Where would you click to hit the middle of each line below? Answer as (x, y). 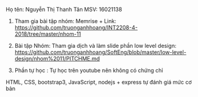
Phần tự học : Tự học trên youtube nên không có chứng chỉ (89, 70)
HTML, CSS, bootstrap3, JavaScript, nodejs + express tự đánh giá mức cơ (99, 82)
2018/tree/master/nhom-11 (48, 34)
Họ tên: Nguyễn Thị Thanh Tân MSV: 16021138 (64, 9)
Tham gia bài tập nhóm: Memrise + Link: (65, 21)
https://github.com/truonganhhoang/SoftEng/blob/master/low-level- (101, 52)
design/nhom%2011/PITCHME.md (57, 59)
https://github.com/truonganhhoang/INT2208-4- (76, 28)
